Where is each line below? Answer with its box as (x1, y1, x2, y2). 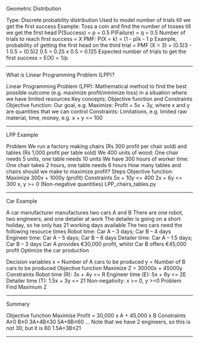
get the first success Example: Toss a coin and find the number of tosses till (6, 23, 191, 30)
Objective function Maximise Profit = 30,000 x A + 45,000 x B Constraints (6, 312, 187, 319)
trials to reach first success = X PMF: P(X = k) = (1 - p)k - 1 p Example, (6, 36, 177, 42)
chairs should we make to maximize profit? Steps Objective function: (6, 168, 174, 175)
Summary (6, 300, 30, 307)
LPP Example (6, 132, 38, 138)
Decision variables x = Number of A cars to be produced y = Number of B (6, 258, 186, 265)
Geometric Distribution (6, 5, 62, 12)
